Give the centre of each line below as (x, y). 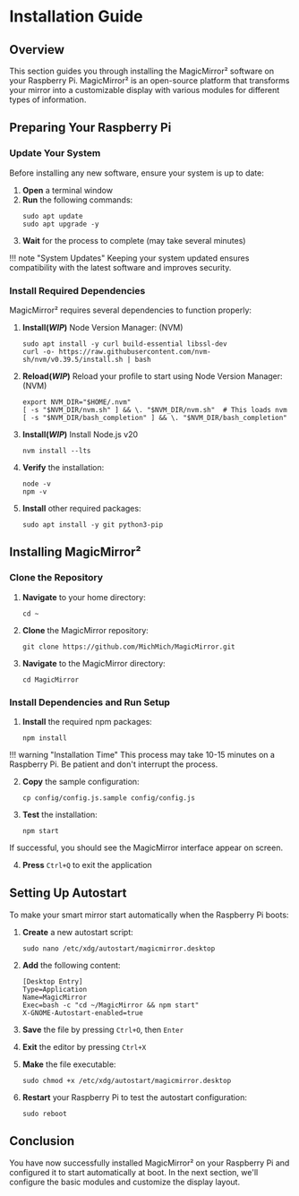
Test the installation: (60, 814)
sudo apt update (52, 216)
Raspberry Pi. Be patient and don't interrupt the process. (114, 764)
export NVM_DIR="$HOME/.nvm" (77, 402)
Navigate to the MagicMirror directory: (94, 663)
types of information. (48, 99)
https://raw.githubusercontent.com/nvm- (135, 351)
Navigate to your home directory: (84, 597)
